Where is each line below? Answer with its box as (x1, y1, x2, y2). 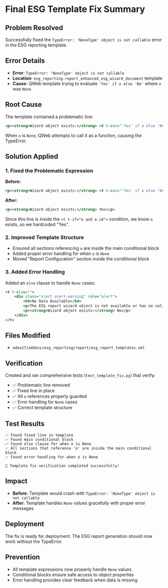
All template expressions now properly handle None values (12, 566, 132, 572)
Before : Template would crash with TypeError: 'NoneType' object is (12, 490, 155, 496)
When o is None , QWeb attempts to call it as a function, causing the (5, 132, 142, 138)
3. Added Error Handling (5, 268, 65, 275)
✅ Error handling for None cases (12, 399, 77, 405)
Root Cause (5, 100, 42, 109)
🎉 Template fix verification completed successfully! (5, 463, 120, 469)
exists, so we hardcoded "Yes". (5, 221, 69, 227)
